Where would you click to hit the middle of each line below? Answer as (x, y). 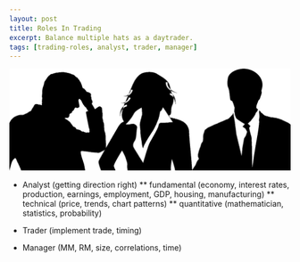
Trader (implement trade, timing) (82, 230)
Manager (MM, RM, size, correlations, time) (102, 247)
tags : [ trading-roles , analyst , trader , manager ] (104, 47)
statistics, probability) (62, 213)
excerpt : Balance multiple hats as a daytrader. (101, 37)
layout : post (33, 19)
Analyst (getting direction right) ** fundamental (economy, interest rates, (156, 184)
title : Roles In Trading (55, 28)
